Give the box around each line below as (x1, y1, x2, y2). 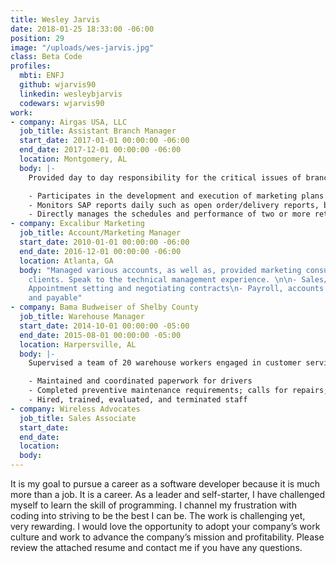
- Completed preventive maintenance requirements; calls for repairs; (28, 386, 329, 396)
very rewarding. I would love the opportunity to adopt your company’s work (10, 521, 321, 532)
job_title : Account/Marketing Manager (19, 228, 182, 238)
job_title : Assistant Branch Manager (19, 126, 177, 136)
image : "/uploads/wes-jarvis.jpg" (10, 42, 155, 53)
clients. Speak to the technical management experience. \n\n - (28, 274, 298, 285)
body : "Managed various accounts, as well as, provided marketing (19, 265, 302, 275)
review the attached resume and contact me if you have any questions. (10, 542, 303, 553)
